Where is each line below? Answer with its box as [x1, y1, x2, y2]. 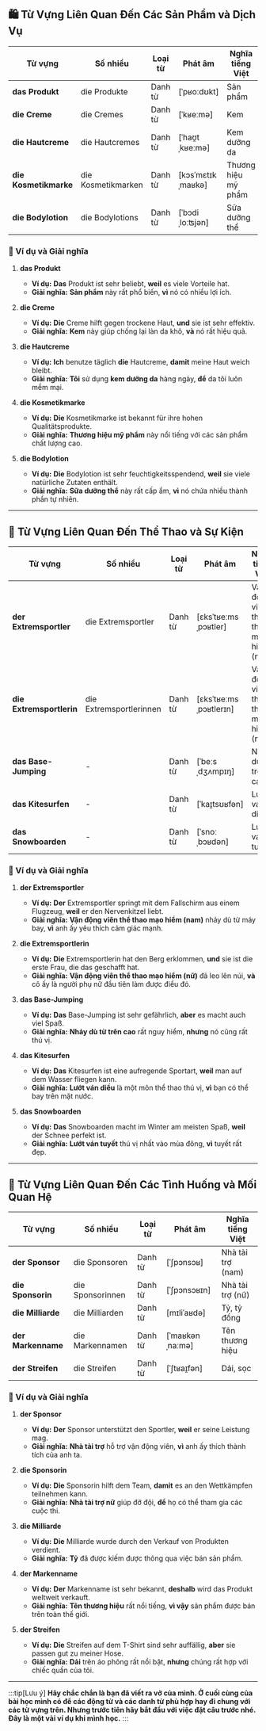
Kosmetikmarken [80, 179, 144, 190]
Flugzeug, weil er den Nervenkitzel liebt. [31, 907, 164, 916]
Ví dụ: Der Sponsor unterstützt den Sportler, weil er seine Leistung [31, 1425, 250, 1435]
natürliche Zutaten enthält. [31, 478, 119, 487]
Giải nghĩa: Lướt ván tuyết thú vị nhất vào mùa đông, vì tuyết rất [31, 1139, 242, 1148]
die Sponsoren [73, 1257, 128, 1268]
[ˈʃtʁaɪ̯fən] [165, 1363, 203, 1374]
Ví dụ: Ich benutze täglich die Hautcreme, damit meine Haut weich [31, 357, 251, 367]
